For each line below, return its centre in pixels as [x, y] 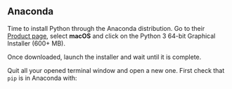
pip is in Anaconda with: [42, 78]
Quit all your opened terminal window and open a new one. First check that [116, 70]
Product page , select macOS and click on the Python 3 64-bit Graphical [111, 36]
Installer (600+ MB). [36, 43]
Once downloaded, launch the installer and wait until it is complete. [104, 57]
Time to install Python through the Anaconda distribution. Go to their [106, 28]
